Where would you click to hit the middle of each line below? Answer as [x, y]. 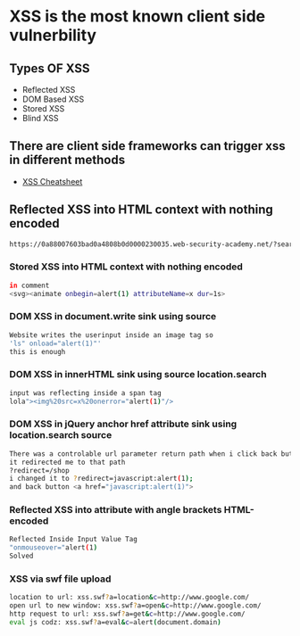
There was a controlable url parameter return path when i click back [143, 454]
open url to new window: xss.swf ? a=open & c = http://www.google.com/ [135, 606]
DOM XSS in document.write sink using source [113, 317]
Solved [21, 556]
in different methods [67, 160]
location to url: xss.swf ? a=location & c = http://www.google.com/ [129, 598]
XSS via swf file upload [60, 579]
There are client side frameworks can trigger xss [147, 146]
